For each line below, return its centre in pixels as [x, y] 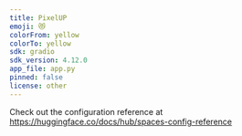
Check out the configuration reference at [86, 111]
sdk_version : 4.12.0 [49, 60]
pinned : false [37, 78]
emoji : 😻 [27, 26]
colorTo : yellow [40, 43]
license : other [38, 86]
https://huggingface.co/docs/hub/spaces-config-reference [121, 121]
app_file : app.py [42, 69]
